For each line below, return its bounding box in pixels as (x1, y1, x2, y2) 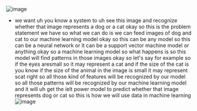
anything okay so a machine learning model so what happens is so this (14, 48, 186, 55)
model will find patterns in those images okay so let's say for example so (14, 55, 191, 61)
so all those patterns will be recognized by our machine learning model (14, 79, 187, 86)
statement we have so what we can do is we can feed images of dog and (14, 29, 192, 36)
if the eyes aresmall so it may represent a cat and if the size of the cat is (14, 60, 189, 68)
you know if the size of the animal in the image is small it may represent (14, 67, 188, 73)
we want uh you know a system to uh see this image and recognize (14, 17, 178, 23)
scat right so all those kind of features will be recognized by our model (14, 73, 186, 80)
